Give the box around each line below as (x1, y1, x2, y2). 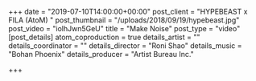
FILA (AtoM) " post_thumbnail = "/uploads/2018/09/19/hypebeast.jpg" (8, 15, 240, 25)
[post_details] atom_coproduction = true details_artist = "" (8, 32, 200, 42)
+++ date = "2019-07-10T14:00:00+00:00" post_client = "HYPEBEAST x (8, 7, 248, 16)
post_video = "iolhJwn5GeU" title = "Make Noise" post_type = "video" (8, 24, 241, 33)
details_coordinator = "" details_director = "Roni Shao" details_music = (8, 41, 243, 51)
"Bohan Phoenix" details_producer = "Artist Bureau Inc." (8, 50, 195, 59)
